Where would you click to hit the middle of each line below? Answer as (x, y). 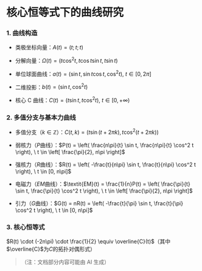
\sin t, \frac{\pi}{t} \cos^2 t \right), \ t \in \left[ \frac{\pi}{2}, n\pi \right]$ (104, 191)
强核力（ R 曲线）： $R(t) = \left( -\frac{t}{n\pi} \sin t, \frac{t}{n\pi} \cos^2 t (106, 164)
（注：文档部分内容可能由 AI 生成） (65, 262)
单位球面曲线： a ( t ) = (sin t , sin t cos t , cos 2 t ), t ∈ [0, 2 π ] (83, 73)
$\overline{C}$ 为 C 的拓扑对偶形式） (51, 249)
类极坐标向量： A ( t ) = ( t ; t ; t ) (49, 48)
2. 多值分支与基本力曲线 (41, 118)
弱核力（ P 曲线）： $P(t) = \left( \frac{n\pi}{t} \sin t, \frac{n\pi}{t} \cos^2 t (104, 145)
